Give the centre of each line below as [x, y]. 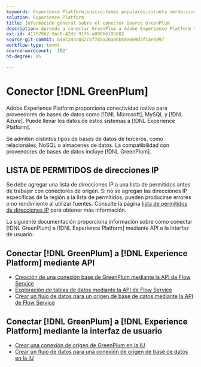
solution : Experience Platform [45, 17]
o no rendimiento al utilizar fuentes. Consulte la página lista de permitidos [97, 204]
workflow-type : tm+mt [33, 46]
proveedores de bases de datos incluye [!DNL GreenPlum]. [79, 151]
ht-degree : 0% [24, 56]
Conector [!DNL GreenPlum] [77, 91]
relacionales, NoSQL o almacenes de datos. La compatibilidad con [88, 145]
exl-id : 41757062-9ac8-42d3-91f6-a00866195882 [65, 34]
